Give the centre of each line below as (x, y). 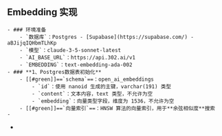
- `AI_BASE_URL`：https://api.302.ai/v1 (78, 57)
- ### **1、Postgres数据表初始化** (54, 72)
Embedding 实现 (42, 12)
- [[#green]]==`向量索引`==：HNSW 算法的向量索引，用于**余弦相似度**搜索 (117, 108)
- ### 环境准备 (27, 29)
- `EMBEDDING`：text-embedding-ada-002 (76, 65)
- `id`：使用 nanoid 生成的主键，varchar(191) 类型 (102, 86)
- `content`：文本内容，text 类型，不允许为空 (92, 94)
